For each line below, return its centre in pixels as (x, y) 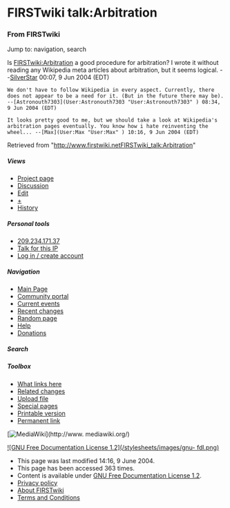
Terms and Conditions (49, 497)
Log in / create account (50, 256)
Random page (37, 319)
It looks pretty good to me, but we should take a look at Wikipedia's (112, 120)
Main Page (32, 289)
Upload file (33, 398)
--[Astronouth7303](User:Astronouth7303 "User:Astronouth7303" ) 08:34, (114, 102)
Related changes (41, 391)
